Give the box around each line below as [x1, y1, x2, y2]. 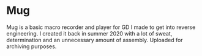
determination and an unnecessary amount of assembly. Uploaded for [6, 36, 183, 43]
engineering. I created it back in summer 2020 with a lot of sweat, [6, 30, 173, 37]
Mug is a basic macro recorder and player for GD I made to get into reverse [6, 23, 196, 31]
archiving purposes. [6, 43, 57, 50]
